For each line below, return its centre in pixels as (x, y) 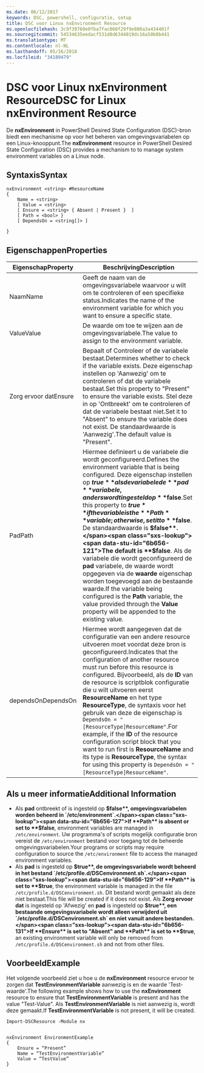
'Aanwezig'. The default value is (127, 435)
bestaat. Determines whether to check (136, 358)
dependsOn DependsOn (43, 701)
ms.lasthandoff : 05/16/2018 (42, 52)
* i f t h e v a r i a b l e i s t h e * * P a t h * (126, 513)
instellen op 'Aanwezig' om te (124, 374)
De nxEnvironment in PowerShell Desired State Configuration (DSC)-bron (99, 130)
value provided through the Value (131, 604)
